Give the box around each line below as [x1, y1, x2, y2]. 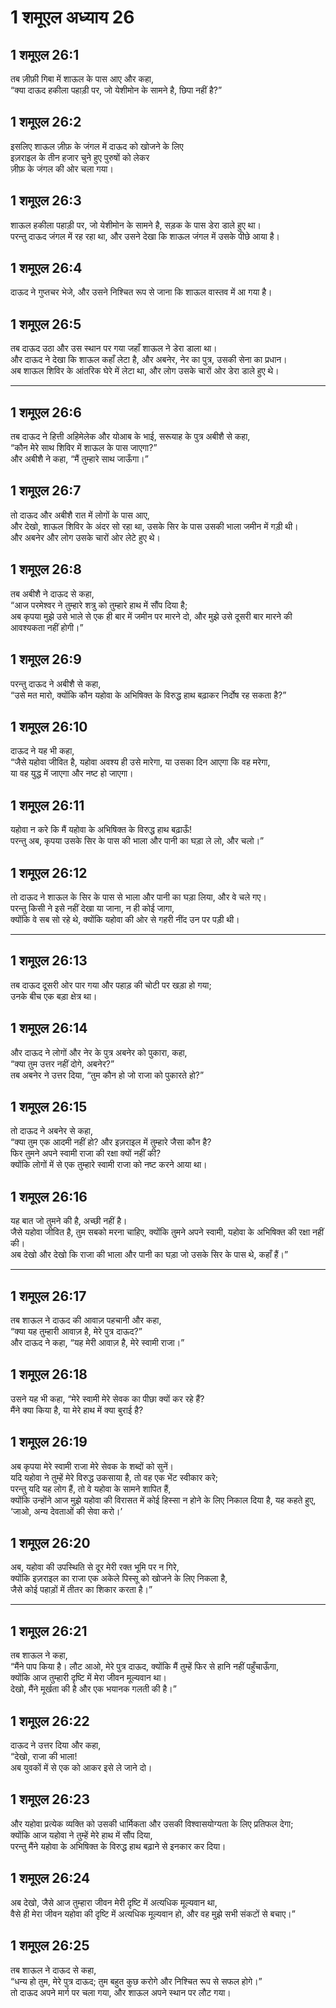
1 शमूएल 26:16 [10, 1188, 88, 1205]
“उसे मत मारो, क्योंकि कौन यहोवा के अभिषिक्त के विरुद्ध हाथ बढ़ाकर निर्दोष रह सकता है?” [10, 689, 287, 701]
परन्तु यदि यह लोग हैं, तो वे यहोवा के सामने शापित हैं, [10, 1482, 172, 1495]
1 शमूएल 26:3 [10, 192, 82, 210]
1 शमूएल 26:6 [10, 404, 82, 421]
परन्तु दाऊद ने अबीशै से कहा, [10, 677, 102, 690]
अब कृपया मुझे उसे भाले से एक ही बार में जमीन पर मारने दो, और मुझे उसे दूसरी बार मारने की [10, 610, 293, 622]
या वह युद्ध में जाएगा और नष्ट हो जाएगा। [10, 767, 134, 780]
